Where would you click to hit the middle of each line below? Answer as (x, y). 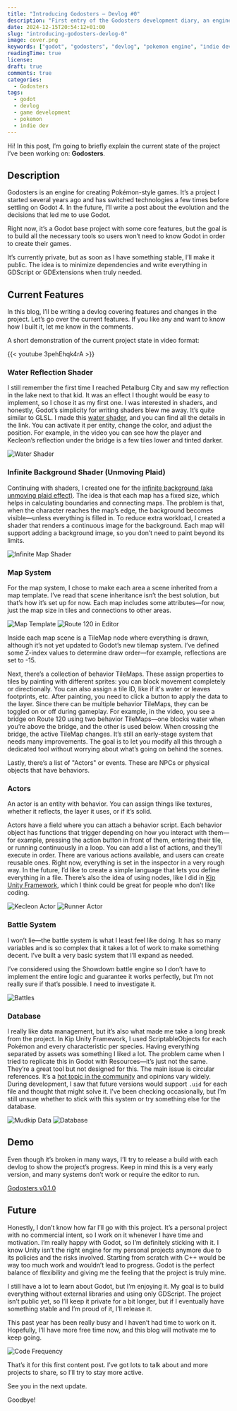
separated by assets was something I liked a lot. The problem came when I (116, 1053)
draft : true (25, 66)
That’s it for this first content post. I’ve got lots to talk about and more (108, 1364)
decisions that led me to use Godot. (59, 215)
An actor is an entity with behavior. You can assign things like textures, (110, 804)
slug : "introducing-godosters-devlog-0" (68, 34)
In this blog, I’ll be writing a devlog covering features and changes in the (112, 312)
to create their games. (39, 244)
